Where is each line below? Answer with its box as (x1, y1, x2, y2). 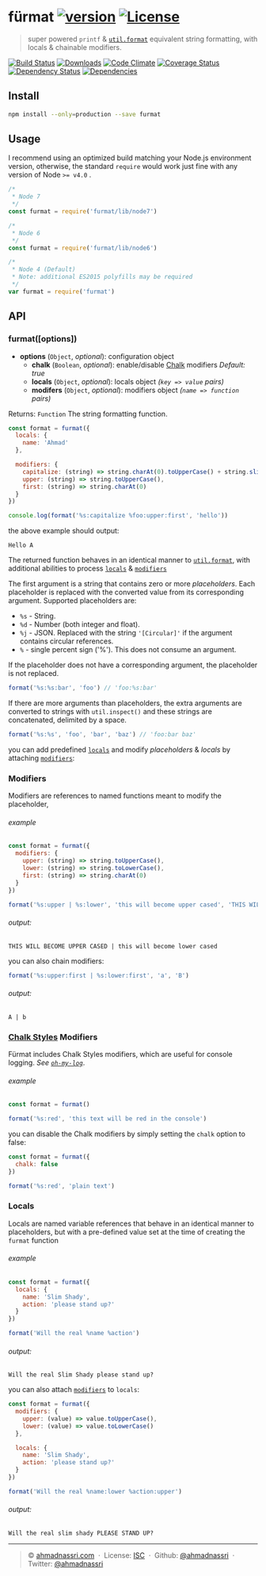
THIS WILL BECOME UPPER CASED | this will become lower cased (8, 942, 218, 950)
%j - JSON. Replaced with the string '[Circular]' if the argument (19, 628, 233, 638)
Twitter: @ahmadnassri (27, 1559, 104, 1569)
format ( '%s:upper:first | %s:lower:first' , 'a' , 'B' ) (8, 971, 190, 979)
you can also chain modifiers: (8, 956, 104, 966)
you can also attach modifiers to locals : (8, 1385, 140, 1395)
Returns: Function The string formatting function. (8, 409, 168, 418)
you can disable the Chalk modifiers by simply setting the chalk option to (8, 1129, 245, 1139)
